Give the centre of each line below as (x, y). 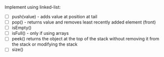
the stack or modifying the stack (45, 44)
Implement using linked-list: (33, 7)
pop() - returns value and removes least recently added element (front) (84, 22)
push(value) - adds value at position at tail (54, 16)
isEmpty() (21, 28)
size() (17, 50)
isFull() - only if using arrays (40, 33)
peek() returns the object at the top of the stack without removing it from (85, 39)
